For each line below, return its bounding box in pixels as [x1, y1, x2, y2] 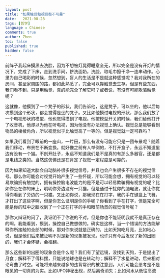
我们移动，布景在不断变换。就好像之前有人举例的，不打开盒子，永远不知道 [5, 144, 156, 150]
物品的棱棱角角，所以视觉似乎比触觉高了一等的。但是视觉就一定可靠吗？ [5, 128, 151, 134]
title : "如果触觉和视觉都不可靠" [5, 12, 65, 17]
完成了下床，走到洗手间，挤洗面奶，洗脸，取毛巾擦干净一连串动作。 [18, 68, 156, 74]
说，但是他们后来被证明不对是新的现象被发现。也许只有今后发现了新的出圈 [5, 232, 156, 238]
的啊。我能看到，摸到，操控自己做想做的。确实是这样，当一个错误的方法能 [5, 220, 156, 226]
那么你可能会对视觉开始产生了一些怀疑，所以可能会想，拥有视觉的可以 [13, 173, 156, 179]
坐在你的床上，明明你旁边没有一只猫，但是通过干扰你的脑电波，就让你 [13, 185, 156, 191]
